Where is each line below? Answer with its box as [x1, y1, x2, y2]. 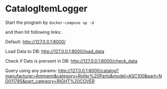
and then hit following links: [5, 29, 61, 35]
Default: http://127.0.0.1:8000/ [5, 38, 66, 45]
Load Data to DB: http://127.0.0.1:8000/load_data [5, 48, 104, 54]
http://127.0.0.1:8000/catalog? [58, 68, 119, 74]
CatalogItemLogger [5, 3, 88, 14]
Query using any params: [5, 68, 57, 74]
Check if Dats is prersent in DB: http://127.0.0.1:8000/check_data [5, 58, 137, 64]
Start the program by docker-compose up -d [5, 19, 94, 25]
